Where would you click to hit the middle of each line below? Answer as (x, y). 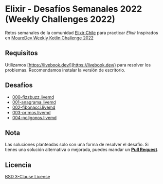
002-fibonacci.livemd (34, 107)
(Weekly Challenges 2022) (60, 19)
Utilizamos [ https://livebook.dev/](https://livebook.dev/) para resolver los (78, 65)
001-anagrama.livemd (34, 102)
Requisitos (21, 53)
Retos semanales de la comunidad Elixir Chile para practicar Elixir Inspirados (81, 33)
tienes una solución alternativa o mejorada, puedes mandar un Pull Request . (82, 150)
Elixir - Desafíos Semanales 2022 (73, 9)
